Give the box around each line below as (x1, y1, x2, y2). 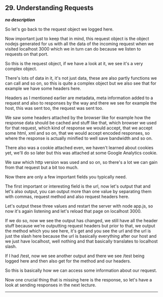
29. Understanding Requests (5, 4, 94, 12)
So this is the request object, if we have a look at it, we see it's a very (5, 60, 143, 66)
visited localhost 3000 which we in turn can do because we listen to (5, 46, 141, 52)
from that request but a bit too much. (5, 164, 79, 170)
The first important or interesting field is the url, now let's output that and (5, 183, 151, 189)
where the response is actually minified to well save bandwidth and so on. (5, 135, 153, 141)
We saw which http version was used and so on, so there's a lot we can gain (5, 159, 158, 165)
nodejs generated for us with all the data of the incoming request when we (5, 41, 154, 47)
